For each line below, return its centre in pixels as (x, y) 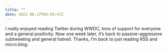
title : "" (15, 10)
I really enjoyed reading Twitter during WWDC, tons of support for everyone (83, 28)
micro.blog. (17, 44)
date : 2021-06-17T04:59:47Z (34, 14)
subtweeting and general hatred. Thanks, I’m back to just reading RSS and (81, 39)
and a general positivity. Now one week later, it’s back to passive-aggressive (84, 34)
